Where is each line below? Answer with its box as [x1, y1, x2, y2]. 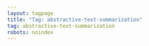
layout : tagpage [7, 9, 54, 17]
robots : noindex [7, 28, 54, 36]
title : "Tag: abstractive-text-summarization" [7, 16, 143, 23]
